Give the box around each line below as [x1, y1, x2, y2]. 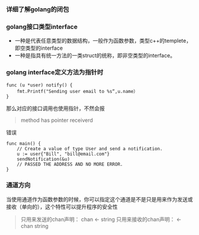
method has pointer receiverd [20, 117, 94, 124]
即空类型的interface [14, 44, 63, 51]
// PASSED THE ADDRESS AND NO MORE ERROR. [17, 161, 123, 167]
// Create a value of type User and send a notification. [17, 146, 163, 152]
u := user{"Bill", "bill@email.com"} [17, 151, 110, 157]
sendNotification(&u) [17, 156, 70, 162]
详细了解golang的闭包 [6, 5, 69, 13]
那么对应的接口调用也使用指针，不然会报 [6, 105, 105, 112]
